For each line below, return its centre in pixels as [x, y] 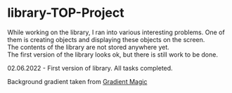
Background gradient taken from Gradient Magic [77, 81]
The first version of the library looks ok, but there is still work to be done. [112, 55]
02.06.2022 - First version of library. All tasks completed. [90, 68]
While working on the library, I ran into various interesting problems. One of [116, 32]
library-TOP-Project [66, 13]
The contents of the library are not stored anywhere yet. [89, 47]
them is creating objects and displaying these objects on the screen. [106, 39]
